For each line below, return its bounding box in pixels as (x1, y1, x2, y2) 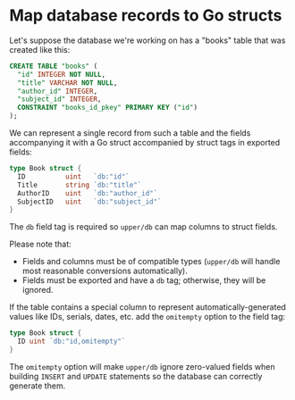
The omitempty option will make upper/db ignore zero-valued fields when (9, 361, 275, 371)
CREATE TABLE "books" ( (9, 62, 98, 71)
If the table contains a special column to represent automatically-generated (9, 302, 286, 312)
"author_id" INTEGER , (17, 87, 98, 96)
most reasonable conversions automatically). (21, 265, 188, 277)
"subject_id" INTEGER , (17, 95, 102, 104)
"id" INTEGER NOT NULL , (17, 70, 105, 79)
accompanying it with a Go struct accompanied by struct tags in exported (9, 137, 281, 148)
